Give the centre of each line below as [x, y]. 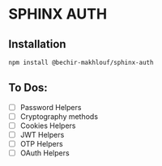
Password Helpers [51, 107]
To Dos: [28, 88]
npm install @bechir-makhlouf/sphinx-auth [81, 62]
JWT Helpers [42, 134]
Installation [37, 44]
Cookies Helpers [48, 126]
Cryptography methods [59, 116]
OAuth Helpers [45, 153]
